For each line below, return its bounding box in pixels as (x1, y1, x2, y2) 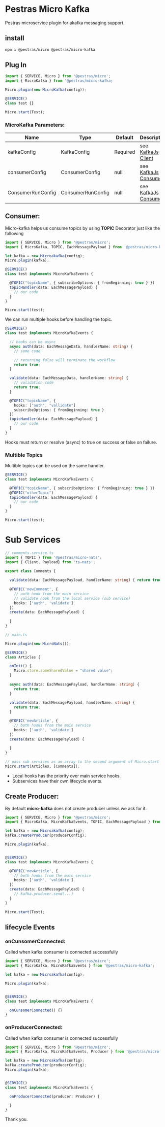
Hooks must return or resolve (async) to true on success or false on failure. (5, 439, 157, 445)
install (5, 34, 25, 42)
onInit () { (9, 664, 32, 669)
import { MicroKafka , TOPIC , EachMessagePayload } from (5, 244, 122, 249)
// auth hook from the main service (14, 591, 89, 596)
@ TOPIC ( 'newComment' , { (9, 587, 58, 592)
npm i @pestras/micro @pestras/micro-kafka (5, 47, 96, 52)
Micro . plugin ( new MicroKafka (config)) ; (5, 87, 87, 92)
